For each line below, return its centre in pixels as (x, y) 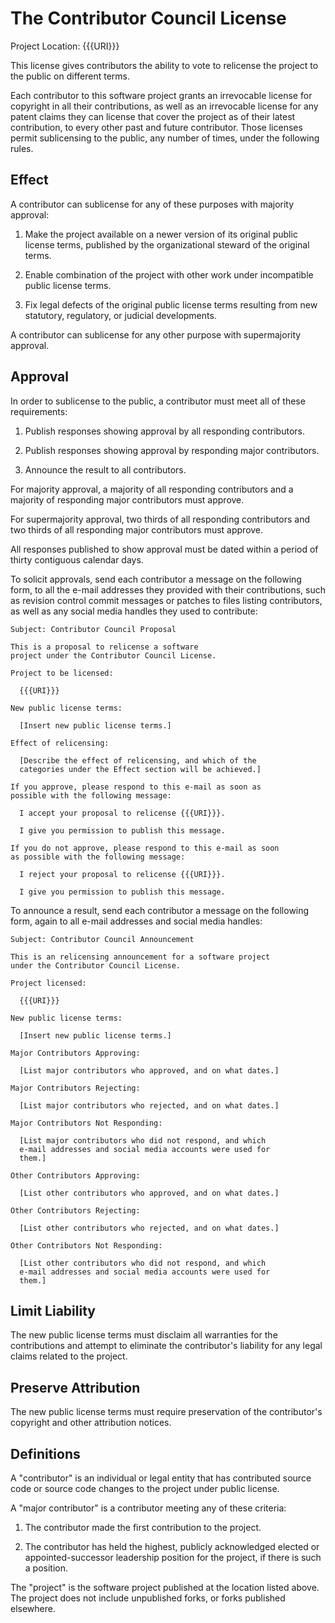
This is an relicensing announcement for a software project (140, 957)
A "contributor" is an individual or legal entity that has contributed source (161, 1478)
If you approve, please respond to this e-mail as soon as (136, 787)
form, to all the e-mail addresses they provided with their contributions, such (168, 589)
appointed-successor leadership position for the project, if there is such (173, 1557)
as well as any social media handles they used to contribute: (134, 611)
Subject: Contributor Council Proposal (93, 629)
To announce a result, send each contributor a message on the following (160, 910)
